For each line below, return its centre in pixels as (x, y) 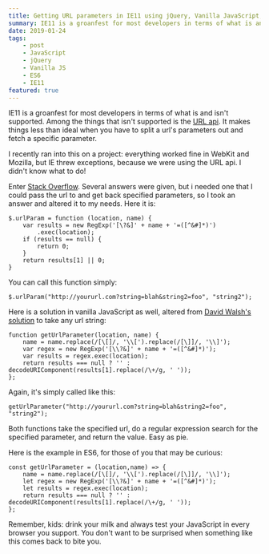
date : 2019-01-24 (37, 30)
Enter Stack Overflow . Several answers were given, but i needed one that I (131, 187)
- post (34, 46)
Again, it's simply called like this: (62, 392)
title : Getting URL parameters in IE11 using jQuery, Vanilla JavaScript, (136, 16)
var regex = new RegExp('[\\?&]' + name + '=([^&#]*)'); (120, 350)
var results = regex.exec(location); (86, 356)
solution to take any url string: (57, 321)
